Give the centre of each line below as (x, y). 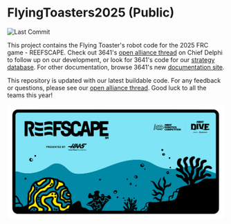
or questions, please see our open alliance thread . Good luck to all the (107, 88)
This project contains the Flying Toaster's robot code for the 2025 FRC (108, 45)
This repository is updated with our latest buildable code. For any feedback (114, 80)
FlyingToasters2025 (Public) (91, 13)
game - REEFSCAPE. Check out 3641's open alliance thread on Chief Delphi (115, 52)
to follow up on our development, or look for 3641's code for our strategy (111, 59)
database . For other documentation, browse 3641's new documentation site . (116, 67)
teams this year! (30, 95)
